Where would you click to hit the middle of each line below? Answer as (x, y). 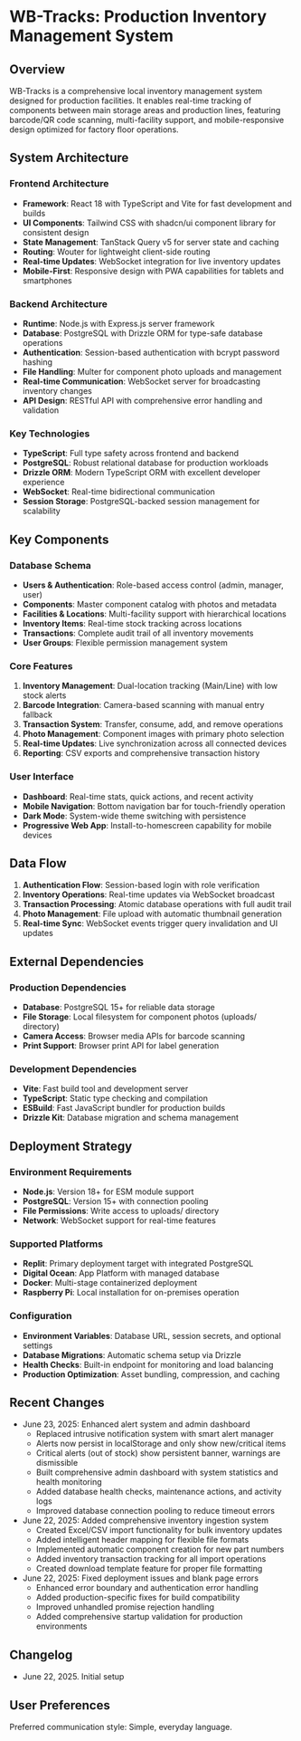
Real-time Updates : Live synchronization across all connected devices (155, 743)
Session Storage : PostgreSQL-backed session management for (141, 502)
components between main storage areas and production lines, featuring (145, 110)
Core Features (41, 665)
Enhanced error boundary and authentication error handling (147, 1588)
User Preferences (60, 1705)
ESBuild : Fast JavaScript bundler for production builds (124, 1108)
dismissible (57, 1463)
